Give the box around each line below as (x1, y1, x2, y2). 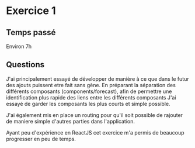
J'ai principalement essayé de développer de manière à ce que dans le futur (6, 75, 189, 82)
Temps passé (6, 27, 56, 37)
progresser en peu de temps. (6, 135, 76, 142)
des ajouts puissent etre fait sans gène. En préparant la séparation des (6, 81, 176, 88)
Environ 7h (6, 43, 32, 50)
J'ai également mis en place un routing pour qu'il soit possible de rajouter (6, 111, 183, 118)
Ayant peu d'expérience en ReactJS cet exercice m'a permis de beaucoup (6, 129, 184, 136)
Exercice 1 (6, 4, 57, 18)
